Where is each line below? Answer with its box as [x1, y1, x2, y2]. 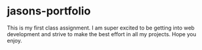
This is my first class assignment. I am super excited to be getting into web [7, 24, 195, 31]
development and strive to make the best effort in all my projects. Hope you [7, 30, 197, 37]
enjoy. [7, 37, 23, 44]
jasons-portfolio [7, 4, 91, 18]
